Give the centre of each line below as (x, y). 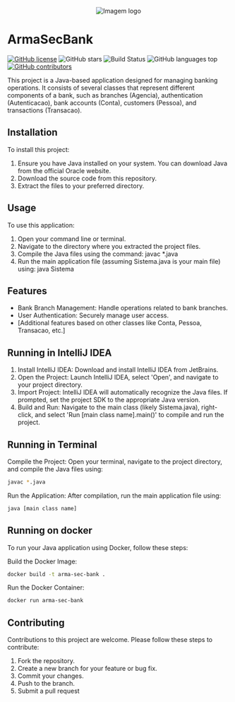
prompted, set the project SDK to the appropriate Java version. (109, 400)
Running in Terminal (52, 444)
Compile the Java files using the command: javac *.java (98, 254)
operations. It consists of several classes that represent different (101, 88)
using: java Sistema (46, 269)
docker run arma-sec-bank (45, 601)
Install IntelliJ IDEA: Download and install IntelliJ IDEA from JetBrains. (118, 370)
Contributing (36, 622)
